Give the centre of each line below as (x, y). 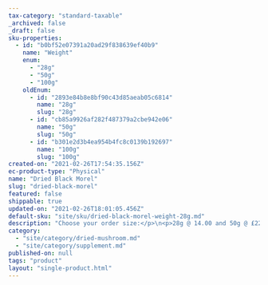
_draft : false (32, 30)
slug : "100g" (59, 156)
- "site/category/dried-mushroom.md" (78, 239)
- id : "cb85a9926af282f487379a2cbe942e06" (101, 120)
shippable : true (35, 201)
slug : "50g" (57, 134)
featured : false (35, 194)
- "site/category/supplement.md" (71, 246)
